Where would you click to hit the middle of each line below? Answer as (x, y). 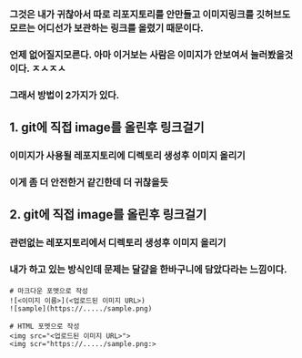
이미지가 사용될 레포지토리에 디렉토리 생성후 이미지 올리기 (127, 156)
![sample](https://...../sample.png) (81, 308)
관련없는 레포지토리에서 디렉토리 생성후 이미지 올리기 (118, 243)
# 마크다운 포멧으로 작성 (49, 291)
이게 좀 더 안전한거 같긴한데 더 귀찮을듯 (89, 182)
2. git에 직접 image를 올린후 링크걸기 (108, 215)
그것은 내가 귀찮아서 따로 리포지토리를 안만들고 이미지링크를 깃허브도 (150, 14)
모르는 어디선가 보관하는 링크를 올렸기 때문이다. (106, 27)
